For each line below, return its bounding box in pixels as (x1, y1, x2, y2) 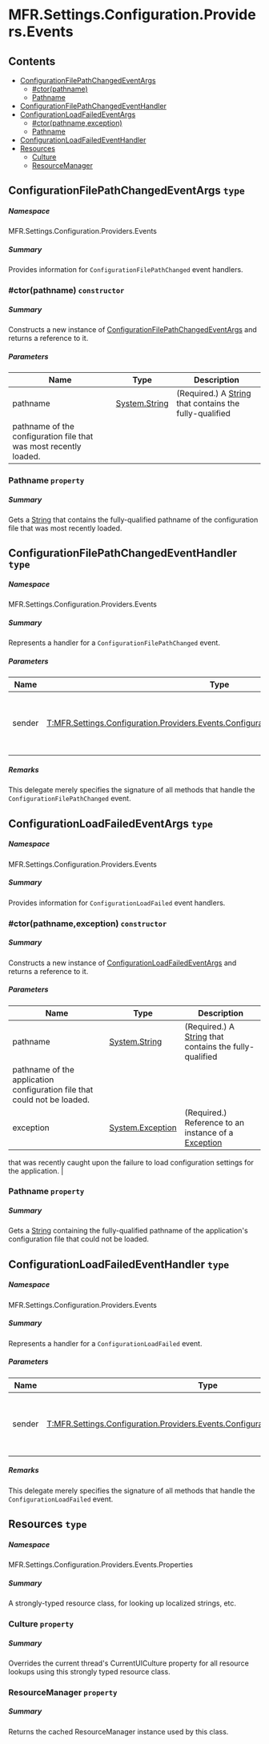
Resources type (8, 1517, 87, 1531)
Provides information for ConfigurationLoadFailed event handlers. (8, 898, 226, 908)
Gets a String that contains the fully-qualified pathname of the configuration (8, 515, 259, 525)
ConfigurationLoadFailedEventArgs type (8, 816, 214, 830)
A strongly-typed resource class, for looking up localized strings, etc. (8, 1598, 237, 1608)
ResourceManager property (8, 1686, 118, 1698)
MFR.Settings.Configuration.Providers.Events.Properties (8, 1560, 194, 1570)
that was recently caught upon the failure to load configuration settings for (8, 1157, 255, 1167)
